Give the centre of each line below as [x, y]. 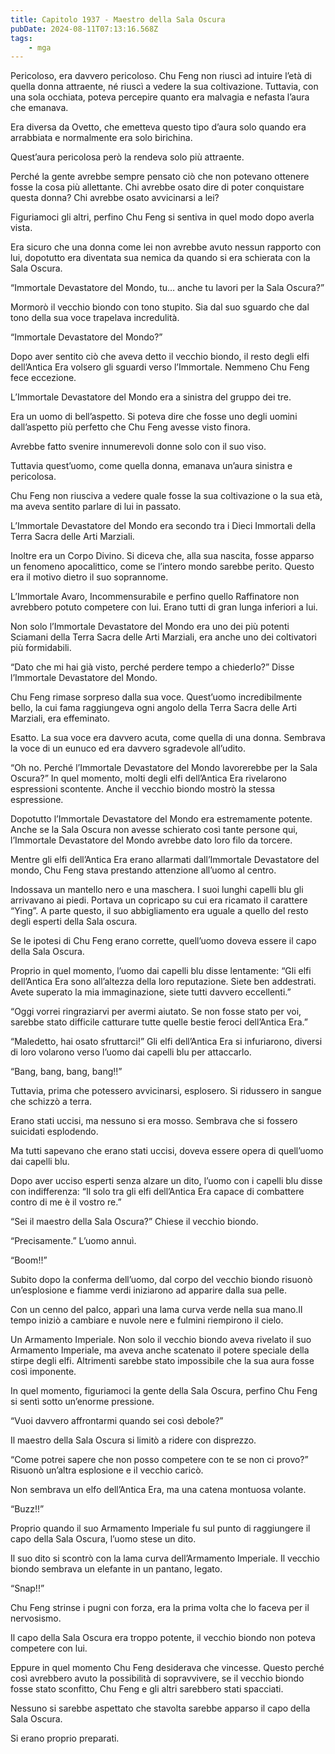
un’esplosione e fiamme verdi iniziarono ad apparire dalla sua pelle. [148, 1290]
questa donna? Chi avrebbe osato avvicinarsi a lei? [115, 198]
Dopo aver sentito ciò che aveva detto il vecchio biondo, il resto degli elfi [160, 357]
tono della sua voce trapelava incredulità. [95, 318]
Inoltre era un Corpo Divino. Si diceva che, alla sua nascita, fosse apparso [162, 556]
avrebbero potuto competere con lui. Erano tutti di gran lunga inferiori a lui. [164, 607]
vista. [21, 228]
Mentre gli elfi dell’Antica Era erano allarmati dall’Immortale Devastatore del [165, 860]
